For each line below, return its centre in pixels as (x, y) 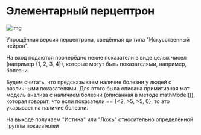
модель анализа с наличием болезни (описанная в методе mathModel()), (101, 95)
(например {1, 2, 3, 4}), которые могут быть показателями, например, (97, 64)
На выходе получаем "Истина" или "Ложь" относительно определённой (100, 119)
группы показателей (33, 125)
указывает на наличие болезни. (47, 107)
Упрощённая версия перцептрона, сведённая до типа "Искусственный (98, 39)
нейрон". (18, 46)
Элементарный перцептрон (81, 11)
